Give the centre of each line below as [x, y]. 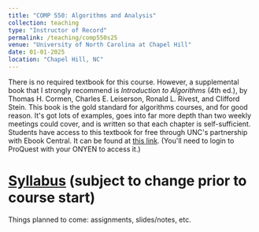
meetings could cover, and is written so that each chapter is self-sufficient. [129, 124]
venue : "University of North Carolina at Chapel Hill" [100, 45]
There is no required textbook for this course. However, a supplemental [124, 82]
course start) [52, 198]
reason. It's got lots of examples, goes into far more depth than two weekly [130, 115]
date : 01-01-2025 [37, 52]
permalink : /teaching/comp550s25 [63, 37]
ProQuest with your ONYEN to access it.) [74, 149]
